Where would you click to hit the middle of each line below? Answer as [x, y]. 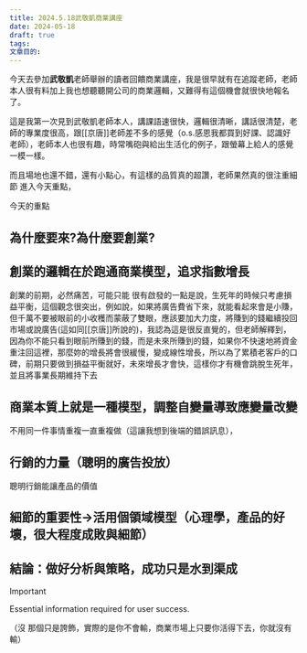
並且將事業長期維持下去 [53, 375]
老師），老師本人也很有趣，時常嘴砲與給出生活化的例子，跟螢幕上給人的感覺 [152, 145]
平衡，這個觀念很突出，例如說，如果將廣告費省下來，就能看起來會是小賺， [157, 306]
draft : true [32, 35]
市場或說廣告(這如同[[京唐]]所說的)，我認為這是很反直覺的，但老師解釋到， [150, 329]
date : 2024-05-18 [42, 27]
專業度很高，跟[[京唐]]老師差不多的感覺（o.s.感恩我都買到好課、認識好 [158, 133]
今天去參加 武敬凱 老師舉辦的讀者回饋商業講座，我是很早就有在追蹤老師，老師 [153, 80]
